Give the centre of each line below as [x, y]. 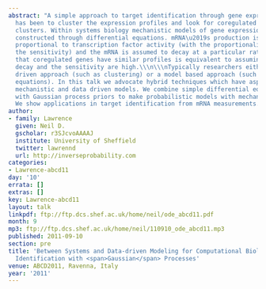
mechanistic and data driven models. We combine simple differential [132, 89]
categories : [28, 163]
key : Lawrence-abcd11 [44, 200]
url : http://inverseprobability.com [76, 155]
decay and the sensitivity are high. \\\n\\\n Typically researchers [129, 67]
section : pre [30, 244]
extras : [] [26, 192]
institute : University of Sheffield [76, 141]
